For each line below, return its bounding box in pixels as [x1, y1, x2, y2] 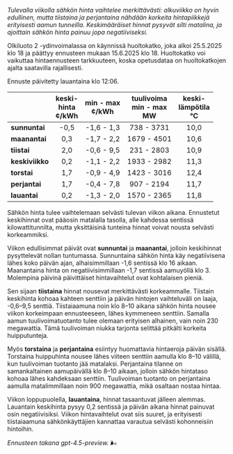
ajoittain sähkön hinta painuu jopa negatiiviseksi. [7, 28, 148, 36]
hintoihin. [7, 425, 34, 433]
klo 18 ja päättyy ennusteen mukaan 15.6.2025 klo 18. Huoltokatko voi [7, 49, 206, 57]
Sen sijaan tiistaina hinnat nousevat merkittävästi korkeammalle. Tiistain [7, 287, 214, 295]
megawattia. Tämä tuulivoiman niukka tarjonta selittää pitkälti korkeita [7, 324, 207, 332]
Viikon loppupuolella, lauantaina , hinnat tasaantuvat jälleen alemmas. [7, 396, 206, 403]
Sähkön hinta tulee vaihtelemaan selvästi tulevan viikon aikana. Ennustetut [7, 209, 220, 216]
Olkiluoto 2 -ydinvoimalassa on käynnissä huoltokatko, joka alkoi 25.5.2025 [7, 42, 223, 49]
